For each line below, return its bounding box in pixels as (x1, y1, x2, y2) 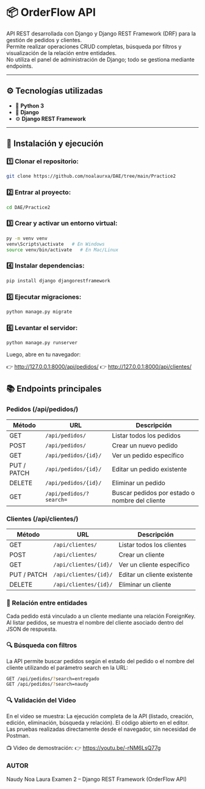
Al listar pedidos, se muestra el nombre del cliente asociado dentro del (6, 619, 184, 626)
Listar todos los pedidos (112, 431, 181, 439)
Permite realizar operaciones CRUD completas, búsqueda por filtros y (6, 43, 182, 50)
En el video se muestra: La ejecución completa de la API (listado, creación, (6, 712, 194, 719)
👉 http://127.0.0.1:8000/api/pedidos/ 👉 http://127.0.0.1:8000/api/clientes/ (6, 362, 192, 370)
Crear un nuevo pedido (112, 441, 178, 450)
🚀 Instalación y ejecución (6, 139, 104, 149)
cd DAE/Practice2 (6, 204, 51, 210)
